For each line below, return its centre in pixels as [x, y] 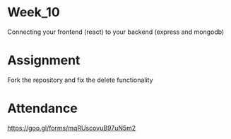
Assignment [44, 60]
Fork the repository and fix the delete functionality [80, 80]
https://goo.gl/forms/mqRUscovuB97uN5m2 [72, 128]
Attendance [42, 108]
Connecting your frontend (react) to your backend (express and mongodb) [116, 32]
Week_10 [34, 12]
